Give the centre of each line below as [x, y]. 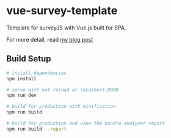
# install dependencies [37, 73]
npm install [21, 79]
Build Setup [29, 59]
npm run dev [21, 96]
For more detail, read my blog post [50, 39]
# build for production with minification [61, 107]
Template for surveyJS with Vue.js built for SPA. [66, 28]
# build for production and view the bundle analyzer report [86, 123]
